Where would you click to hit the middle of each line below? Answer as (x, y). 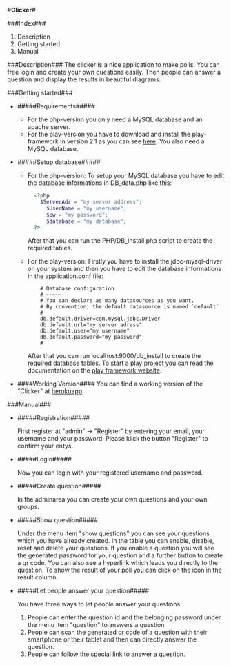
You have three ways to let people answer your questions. (100, 604)
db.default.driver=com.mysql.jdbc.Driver (100, 319)
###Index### (27, 23)
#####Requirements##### (56, 106)
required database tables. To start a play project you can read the (120, 363)
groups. (28, 507)
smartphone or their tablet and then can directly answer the (112, 639)
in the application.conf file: (65, 276)
